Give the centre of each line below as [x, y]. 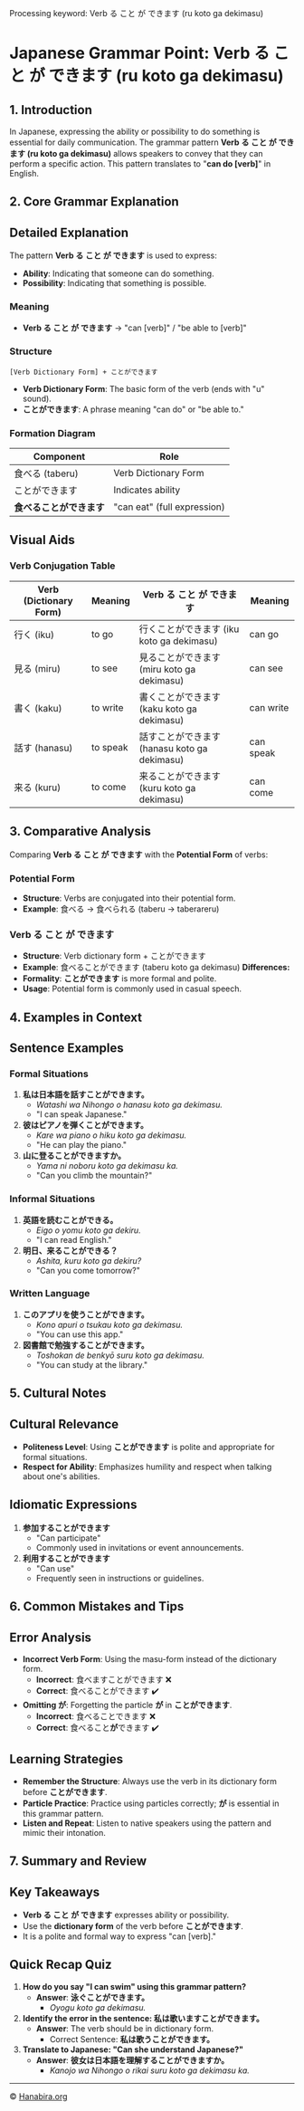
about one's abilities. [61, 1476]
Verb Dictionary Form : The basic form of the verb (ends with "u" [143, 388]
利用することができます [66, 1558]
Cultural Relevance [64, 1424]
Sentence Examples [66, 1048]
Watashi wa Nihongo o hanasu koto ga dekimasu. [129, 1105]
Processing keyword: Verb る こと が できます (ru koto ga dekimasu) [137, 13]
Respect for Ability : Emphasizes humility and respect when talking [147, 1467]
